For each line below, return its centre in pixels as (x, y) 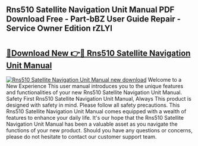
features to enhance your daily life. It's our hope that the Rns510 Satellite (95, 118)
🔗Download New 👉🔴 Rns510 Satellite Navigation (98, 53)
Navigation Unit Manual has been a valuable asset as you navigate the (92, 124)
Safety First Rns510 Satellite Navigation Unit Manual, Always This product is (99, 99)
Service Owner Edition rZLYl (59, 28)
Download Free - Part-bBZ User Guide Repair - (94, 19)
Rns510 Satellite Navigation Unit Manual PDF (90, 10)
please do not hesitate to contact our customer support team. (81, 137)
